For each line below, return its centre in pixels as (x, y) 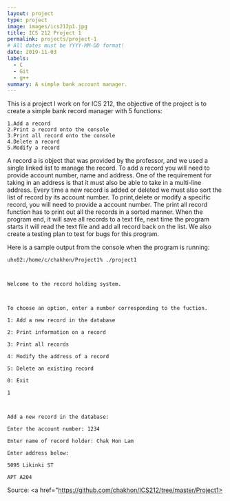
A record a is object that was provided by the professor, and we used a (108, 161)
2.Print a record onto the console (58, 130)
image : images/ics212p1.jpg (48, 26)
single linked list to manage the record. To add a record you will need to (108, 168)
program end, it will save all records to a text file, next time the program (108, 219)
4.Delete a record (33, 142)
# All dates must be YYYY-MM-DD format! (66, 46)
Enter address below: (38, 453)
